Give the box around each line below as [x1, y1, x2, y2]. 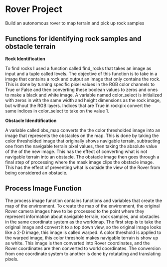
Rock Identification [5, 55, 46, 61]
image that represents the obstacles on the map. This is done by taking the [5, 132, 159, 138]
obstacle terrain [5, 42, 56, 51]
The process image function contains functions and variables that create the [5, 197, 163, 203]
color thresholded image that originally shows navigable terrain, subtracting [5, 137, 161, 143]
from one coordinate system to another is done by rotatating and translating [5, 250, 161, 256]
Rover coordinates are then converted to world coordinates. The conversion [5, 245, 161, 251]
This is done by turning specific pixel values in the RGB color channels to [5, 81, 155, 87]
